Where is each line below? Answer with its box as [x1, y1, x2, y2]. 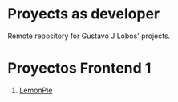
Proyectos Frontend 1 [7, 59, 152, 77]
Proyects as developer [7, 5, 160, 23]
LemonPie [18, 85, 53, 95]
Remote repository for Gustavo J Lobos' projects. [7, 31, 171, 41]
